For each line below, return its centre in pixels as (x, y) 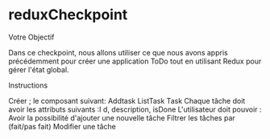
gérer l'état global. (39, 69)
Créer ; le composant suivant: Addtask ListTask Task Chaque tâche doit (127, 100)
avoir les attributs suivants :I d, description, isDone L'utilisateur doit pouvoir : (135, 109)
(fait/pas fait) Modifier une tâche (62, 126)
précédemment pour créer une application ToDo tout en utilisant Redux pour (135, 61)
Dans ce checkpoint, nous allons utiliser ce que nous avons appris (118, 52)
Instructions (28, 85)
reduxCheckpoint (68, 15)
